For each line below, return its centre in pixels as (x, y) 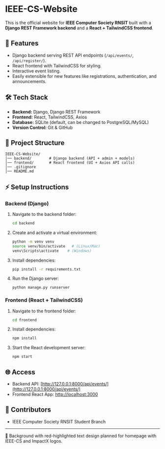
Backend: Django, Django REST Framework (56, 112)
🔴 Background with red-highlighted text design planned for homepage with (81, 436)
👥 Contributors (28, 410)
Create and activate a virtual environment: (55, 233)
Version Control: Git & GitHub (42, 127)
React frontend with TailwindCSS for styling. (57, 65)
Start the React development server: (49, 348)
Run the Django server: (35, 278)
